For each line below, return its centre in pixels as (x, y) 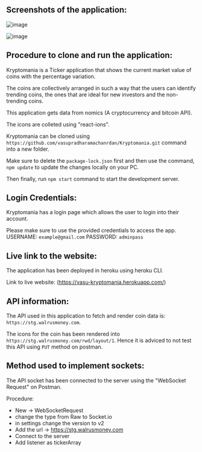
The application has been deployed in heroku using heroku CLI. (85, 270)
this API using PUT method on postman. (55, 347)
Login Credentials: (42, 198)
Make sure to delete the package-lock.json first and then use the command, (100, 160)
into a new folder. (28, 149)
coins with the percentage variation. (51, 76)
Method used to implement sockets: (75, 366)
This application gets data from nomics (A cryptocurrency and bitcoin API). (99, 113)
